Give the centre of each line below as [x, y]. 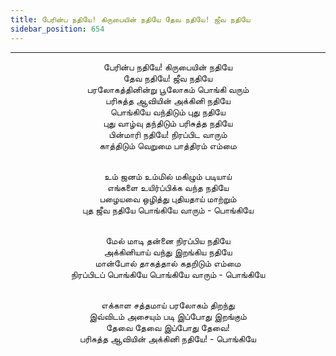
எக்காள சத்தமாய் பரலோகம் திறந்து [168, 305]
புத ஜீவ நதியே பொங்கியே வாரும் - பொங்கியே [168, 210]
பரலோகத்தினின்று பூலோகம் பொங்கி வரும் [168, 89]
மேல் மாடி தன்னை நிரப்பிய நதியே [168, 240]
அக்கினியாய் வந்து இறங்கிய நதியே [168, 252]
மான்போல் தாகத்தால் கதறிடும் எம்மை [168, 263]
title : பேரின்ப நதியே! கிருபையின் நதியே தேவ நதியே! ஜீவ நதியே [130, 19]
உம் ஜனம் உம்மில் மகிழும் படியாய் [168, 176]
